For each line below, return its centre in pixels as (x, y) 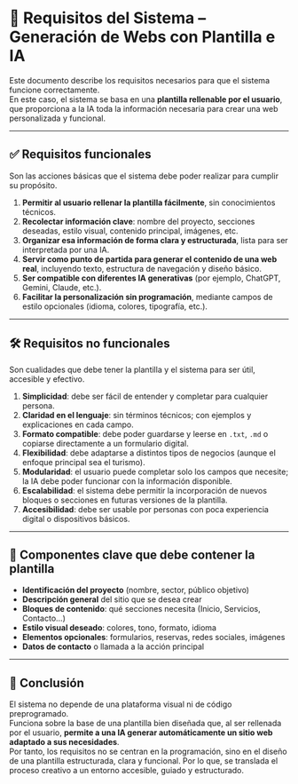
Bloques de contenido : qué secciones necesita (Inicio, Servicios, (141, 609)
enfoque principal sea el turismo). (83, 462)
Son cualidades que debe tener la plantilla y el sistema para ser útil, (132, 369)
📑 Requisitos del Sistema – (108, 18)
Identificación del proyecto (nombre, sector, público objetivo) (136, 590)
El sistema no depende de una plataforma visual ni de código (121, 704)
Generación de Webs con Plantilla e (142, 37)
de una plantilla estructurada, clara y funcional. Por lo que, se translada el (144, 761)
